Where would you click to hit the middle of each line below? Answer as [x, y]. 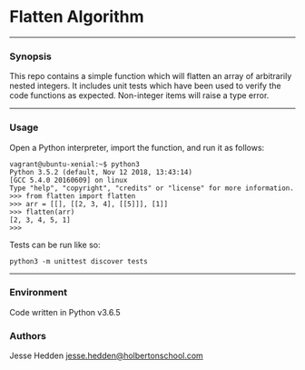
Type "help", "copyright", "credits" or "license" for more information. [152, 188]
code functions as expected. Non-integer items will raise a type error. [139, 95]
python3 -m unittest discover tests [79, 261]
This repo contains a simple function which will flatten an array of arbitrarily [151, 76]
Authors [28, 335]
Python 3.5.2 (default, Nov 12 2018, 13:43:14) [101, 172]
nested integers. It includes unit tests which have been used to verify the [145, 86]
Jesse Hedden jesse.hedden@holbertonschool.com [107, 355]
